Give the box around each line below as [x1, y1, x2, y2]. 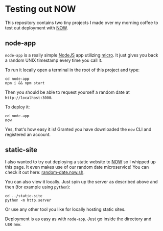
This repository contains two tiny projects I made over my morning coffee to [5, 20, 158, 26]
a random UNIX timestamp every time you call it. [5, 57, 103, 63]
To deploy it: [5, 104, 30, 110]
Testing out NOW [5, 3, 76, 15]
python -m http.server [5, 198, 51, 203]
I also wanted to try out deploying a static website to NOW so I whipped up [5, 158, 156, 165]
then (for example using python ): [5, 184, 70, 190]
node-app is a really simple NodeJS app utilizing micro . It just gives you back [5, 52, 158, 58]
